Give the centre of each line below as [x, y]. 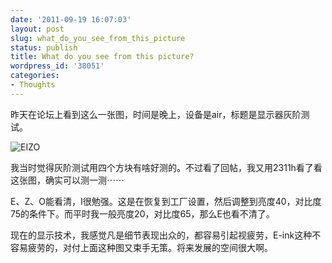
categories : [35, 76]
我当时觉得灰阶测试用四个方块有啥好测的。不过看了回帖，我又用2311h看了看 [166, 167]
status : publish [44, 47]
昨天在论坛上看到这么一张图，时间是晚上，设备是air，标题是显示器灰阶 [156, 114]
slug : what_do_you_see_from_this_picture [98, 38]
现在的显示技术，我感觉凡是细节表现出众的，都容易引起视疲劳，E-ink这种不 [166, 235]
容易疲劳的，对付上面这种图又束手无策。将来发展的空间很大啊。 [141, 247]
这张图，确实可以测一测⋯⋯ [67, 180]
